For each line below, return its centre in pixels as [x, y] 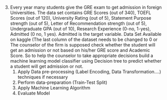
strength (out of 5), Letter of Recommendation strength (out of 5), [78, 23]
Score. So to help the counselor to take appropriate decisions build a [81, 56]
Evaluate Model [34, 93]
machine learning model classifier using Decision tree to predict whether [86, 61]
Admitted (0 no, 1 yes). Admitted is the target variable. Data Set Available [86, 34]
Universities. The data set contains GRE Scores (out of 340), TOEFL [80, 13]
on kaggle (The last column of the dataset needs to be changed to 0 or [84, 39]
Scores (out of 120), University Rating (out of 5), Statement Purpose [81, 18]
